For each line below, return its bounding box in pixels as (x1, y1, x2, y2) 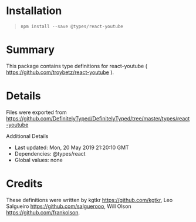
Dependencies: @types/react (14, 150, 86, 157)
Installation (6, 4, 62, 18)
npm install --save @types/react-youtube (20, 23, 123, 29)
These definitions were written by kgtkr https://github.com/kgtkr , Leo (6, 196, 173, 203)
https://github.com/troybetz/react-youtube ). (6, 69, 114, 76)
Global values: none (14, 156, 63, 163)
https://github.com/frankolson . (6, 208, 80, 216)
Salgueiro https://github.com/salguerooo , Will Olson (6, 203, 131, 210)
